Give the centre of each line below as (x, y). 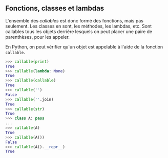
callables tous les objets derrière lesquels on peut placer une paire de (79, 31)
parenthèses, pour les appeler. (38, 37)
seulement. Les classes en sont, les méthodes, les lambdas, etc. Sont (79, 26)
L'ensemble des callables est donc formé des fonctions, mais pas (74, 20)
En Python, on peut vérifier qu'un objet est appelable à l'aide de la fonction (84, 47)
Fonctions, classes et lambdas (55, 8)
